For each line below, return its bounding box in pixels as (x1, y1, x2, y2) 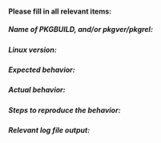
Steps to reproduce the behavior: (8, 105, 122, 115)
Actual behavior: (8, 85, 66, 95)
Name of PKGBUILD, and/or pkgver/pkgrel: (8, 25, 154, 34)
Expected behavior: (8, 65, 75, 74)
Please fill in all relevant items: (8, 6, 112, 16)
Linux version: (8, 45, 58, 54)
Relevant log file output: (8, 125, 91, 135)
